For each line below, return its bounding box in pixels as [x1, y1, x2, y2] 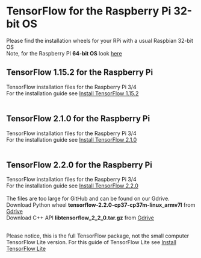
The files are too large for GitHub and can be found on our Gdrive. [6, 195, 170, 203]
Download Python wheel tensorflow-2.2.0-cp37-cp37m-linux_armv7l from [6, 201, 196, 209]
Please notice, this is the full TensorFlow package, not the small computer [6, 232, 190, 239]
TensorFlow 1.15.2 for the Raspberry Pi [6, 68, 153, 78]
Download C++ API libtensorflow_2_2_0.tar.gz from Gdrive [6, 214, 155, 221]
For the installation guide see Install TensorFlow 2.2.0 [6, 182, 138, 189]
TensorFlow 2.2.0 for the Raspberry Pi [6, 160, 152, 170]
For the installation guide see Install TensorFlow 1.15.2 [6, 89, 139, 97]
